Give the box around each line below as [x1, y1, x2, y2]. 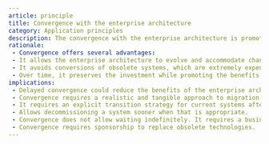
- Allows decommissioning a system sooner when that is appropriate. [11, 109, 249, 117]
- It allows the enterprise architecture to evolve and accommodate [11, 57, 246, 65]
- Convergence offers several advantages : [11, 49, 156, 57]
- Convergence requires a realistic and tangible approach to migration [11, 94, 260, 102]
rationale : [8, 42, 45, 50]
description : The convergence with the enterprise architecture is [8, 34, 239, 42]
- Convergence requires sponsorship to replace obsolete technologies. [11, 123, 256, 131]
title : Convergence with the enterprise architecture [8, 19, 192, 27]
